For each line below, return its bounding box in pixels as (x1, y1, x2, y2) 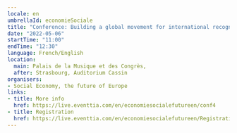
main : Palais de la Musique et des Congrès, (13, 63, 147, 70)
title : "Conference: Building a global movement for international (7, 23, 210, 30)
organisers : (7, 75, 42, 83)
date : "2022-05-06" (7, 30, 65, 37)
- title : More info (7, 96, 65, 103)
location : (7, 56, 37, 63)
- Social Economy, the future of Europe (7, 82, 128, 89)
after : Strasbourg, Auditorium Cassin (13, 69, 128, 76)
